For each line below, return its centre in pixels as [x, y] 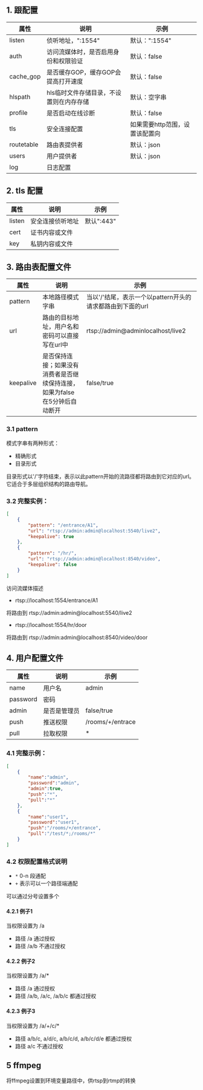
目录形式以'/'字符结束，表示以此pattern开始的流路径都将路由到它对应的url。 [101, 476]
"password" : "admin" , [54, 783]
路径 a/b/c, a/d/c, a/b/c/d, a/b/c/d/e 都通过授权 [73, 1039]
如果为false [58, 392]
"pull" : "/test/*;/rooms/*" [62, 834]
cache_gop [25, 76]
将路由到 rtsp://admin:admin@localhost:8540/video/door [77, 637]
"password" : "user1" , [54, 822]
